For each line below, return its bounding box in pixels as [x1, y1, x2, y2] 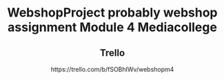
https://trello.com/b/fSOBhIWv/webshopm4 [50, 66, 174, 73]
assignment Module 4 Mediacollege [8, 19, 217, 35]
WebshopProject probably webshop [6, 5, 218, 21]
